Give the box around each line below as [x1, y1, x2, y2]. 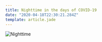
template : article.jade [5, 17, 56, 22]
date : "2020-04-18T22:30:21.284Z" [5, 12, 79, 17]
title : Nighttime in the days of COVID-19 [5, 7, 97, 13]
